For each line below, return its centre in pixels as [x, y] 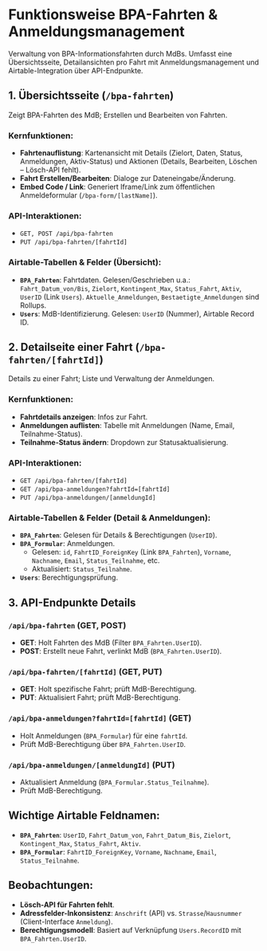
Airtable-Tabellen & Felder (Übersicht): [85, 262]
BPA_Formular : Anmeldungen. [67, 544]
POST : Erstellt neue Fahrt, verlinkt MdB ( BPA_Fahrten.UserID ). [121, 651]
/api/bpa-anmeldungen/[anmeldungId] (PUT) [92, 764]
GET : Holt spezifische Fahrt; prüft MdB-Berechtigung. [108, 689]
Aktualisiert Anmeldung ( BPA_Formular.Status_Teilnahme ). [114, 782]
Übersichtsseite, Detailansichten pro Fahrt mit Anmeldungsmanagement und [133, 62]
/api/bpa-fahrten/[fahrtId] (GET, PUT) [85, 671]
